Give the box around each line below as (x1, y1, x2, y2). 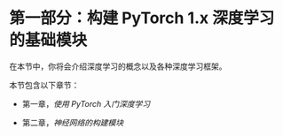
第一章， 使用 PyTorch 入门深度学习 (21, 98, 151, 109)
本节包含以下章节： (9, 79, 80, 90)
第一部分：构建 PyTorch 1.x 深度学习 (9, 8, 275, 28)
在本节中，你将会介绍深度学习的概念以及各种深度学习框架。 (9, 61, 227, 72)
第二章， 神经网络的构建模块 (21, 117, 124, 128)
